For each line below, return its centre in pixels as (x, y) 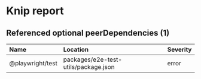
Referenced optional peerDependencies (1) (88, 33)
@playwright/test (33, 63)
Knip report (35, 11)
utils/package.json (89, 67)
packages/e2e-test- (93, 59)
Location (76, 50)
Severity (179, 50)
